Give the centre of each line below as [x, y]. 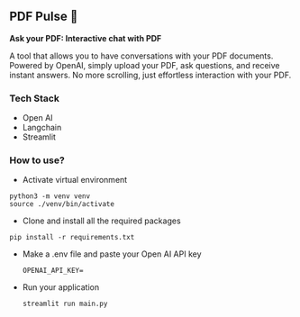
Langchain [42, 128]
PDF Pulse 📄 [44, 17]
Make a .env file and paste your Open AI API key [112, 254]
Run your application [61, 287]
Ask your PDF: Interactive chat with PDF [86, 38]
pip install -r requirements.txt [72, 238]
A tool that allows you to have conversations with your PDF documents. [141, 56]
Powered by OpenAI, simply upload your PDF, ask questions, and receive [145, 65]
